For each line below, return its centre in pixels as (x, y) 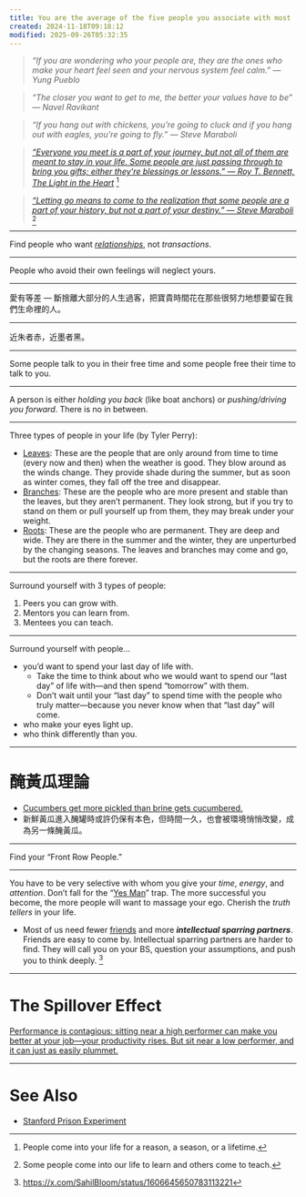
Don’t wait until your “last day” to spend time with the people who (159, 695)
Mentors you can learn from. (76, 613)
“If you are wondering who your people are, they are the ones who (157, 61)
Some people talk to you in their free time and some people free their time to (153, 364)
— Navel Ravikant (65, 107)
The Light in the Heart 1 (76, 182)
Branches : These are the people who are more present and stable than (155, 492)
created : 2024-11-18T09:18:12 (67, 26)
